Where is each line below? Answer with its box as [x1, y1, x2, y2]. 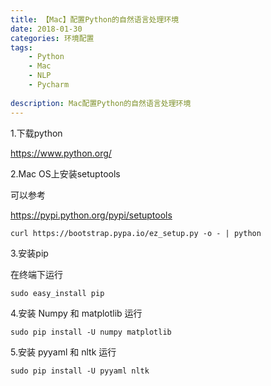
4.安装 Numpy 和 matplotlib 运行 [10, 307, 143, 319]
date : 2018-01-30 [10, 24, 83, 34]
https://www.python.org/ [10, 147, 112, 159]
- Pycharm [28, 80, 70, 90]
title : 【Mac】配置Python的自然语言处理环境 [10, 14, 180, 25]
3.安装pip [10, 247, 49, 259]
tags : [10, 42, 33, 53]
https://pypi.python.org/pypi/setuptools [10, 209, 173, 221]
